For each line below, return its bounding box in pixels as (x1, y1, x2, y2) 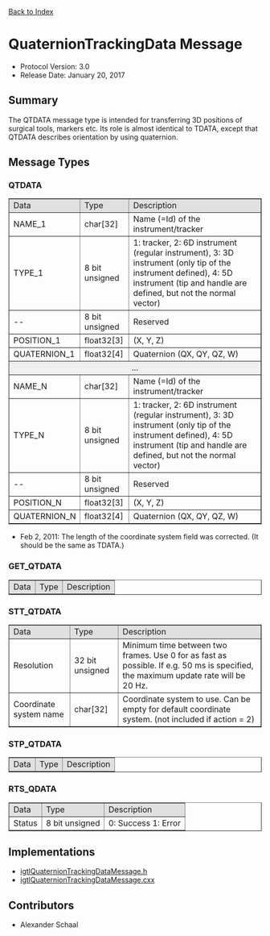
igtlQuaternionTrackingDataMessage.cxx (19, 875, 155, 885)
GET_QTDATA (8, 560, 63, 572)
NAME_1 (13, 218, 47, 230)
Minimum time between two (122, 640, 227, 651)
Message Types (8, 156, 90, 169)
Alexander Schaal (19, 920, 79, 930)
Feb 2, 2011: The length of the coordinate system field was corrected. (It (19, 532, 259, 542)
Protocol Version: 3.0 (19, 61, 90, 71)
